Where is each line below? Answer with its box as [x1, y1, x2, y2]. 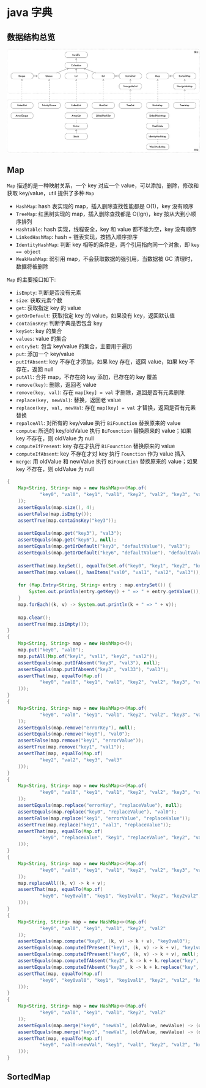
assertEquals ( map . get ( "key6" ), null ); [18, 537, 117, 543]
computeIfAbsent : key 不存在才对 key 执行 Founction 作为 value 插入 [15, 450, 186, 457]
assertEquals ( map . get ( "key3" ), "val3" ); [18, 530, 122, 537]
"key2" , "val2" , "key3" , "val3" [39, 756, 122, 763]
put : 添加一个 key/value [15, 351, 75, 358]
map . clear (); [18, 615, 51, 621]
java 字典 [7, 6, 53, 20]
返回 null [32, 366, 54, 373]
